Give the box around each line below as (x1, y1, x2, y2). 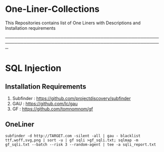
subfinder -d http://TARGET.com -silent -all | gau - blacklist (5, 133, 141, 138)
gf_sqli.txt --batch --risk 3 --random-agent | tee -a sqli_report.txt (5, 142, 156, 147)
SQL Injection (5, 63, 62, 74)
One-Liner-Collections (5, 3, 100, 15)
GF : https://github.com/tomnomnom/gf (12, 105, 93, 112)
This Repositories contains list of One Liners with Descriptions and (5, 20, 141, 26)
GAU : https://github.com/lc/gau (12, 101, 78, 106)
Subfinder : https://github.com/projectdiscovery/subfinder (12, 95, 131, 101)
